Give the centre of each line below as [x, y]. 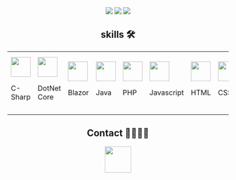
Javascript [166, 92]
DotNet [49, 88]
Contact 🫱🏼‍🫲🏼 [118, 133]
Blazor [78, 92]
